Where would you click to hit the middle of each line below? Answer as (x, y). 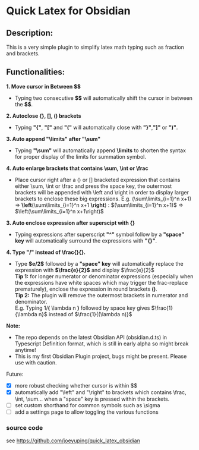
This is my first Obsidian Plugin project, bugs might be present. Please (101, 356)
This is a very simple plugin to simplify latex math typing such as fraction (95, 47)
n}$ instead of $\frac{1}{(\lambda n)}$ (85, 314)
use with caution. (36, 362)
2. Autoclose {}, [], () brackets (44, 116)
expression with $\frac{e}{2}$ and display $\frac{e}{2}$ (84, 270)
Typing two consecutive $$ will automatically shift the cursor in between (104, 98)
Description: (30, 33)
